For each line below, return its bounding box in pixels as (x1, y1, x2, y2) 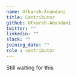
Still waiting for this (6, 64, 54, 71)
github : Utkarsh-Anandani (6, 20, 71, 26)
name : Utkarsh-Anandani (6, 8, 66, 15)
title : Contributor (6, 14, 55, 20)
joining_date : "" (6, 42, 50, 48)
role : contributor (6, 48, 55, 54)
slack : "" (6, 36, 31, 42)
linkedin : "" (6, 31, 39, 37)
